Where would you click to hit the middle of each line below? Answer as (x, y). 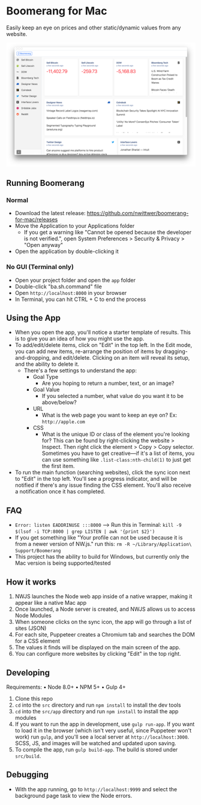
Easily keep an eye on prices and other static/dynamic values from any (94, 28)
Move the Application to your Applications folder (75, 226)
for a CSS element (37, 641)
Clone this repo (34, 698)
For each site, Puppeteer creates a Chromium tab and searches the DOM (105, 635)
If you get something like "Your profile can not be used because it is (99, 538)
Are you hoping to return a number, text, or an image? (108, 383)
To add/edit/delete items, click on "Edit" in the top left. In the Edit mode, (103, 345)
